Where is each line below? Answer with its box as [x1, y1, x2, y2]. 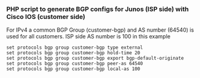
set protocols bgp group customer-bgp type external [6, 44, 143, 51]
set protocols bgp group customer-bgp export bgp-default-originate [6, 55, 184, 62]
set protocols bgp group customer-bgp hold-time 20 [6, 50, 140, 56]
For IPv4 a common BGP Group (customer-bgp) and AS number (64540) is [6, 26, 194, 34]
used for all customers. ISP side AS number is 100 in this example [6, 33, 171, 40]
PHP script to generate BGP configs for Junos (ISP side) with [6, 5, 189, 13]
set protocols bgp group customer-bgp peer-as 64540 [6, 60, 143, 67]
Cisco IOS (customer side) [6, 12, 85, 21]
